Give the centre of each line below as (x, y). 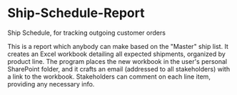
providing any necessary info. (51, 84)
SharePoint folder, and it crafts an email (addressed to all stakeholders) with (119, 69)
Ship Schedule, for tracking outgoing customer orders (87, 33)
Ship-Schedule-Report (76, 13)
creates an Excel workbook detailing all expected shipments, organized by (117, 54)
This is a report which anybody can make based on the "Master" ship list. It (118, 46)
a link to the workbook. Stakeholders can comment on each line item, (109, 77)
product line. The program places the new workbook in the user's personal (117, 61)
